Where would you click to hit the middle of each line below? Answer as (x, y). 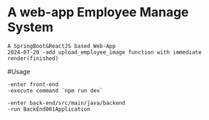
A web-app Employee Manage (98, 12)
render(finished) (33, 58)
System (31, 27)
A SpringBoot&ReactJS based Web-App (61, 46)
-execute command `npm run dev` (55, 90)
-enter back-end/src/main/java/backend (66, 103)
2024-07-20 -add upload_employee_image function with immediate (104, 52)
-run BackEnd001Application (49, 109)
